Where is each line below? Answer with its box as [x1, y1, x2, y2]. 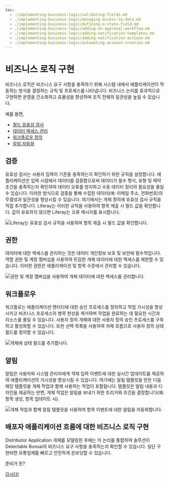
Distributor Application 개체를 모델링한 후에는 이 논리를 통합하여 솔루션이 [5, 437, 150, 443]
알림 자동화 [12, 140, 35, 146]
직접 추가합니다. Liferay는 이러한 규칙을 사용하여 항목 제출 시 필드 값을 [5, 202, 143, 208]
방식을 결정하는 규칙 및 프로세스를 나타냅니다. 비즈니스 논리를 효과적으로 [18, 87, 160, 93]
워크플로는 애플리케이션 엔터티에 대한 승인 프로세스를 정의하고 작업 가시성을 [5, 304, 154, 310]
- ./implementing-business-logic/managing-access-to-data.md [10, 17, 141, 22]
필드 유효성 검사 [12, 122, 44, 128]
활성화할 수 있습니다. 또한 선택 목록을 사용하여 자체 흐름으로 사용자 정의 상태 [14, 323, 164, 329]
